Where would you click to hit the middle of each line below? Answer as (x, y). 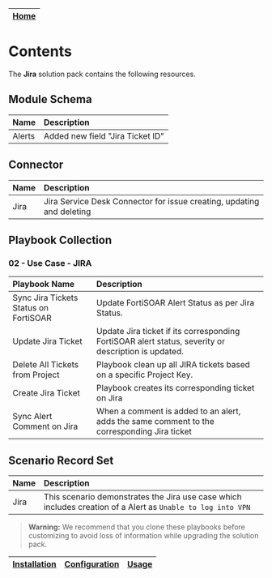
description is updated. (140, 352)
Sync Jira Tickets (45, 298)
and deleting (67, 212)
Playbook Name (44, 285)
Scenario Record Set (61, 460)
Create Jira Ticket (47, 393)
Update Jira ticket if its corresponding (168, 332)
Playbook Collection (60, 240)
